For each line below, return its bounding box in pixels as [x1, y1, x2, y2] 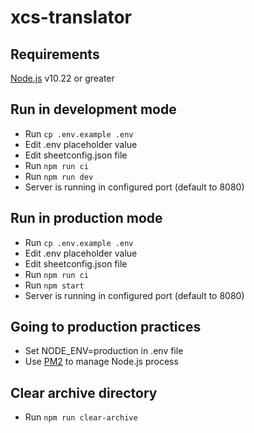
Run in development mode [10, 101, 177, 118]
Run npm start [24, 279, 85, 291]
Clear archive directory [10, 384, 158, 401]
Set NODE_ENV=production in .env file [24, 345, 184, 357]
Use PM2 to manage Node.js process [24, 356, 179, 368]
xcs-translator [10, 6, 132, 29]
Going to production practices [10, 319, 202, 336]
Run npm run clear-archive [24, 411, 138, 423]
